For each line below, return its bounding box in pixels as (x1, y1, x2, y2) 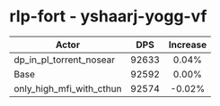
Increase (168, 38, 207, 51)
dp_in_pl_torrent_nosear (13, 53, 116, 66)
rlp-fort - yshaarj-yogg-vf (9, 6, 207, 27)
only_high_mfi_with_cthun (13, 82, 122, 94)
